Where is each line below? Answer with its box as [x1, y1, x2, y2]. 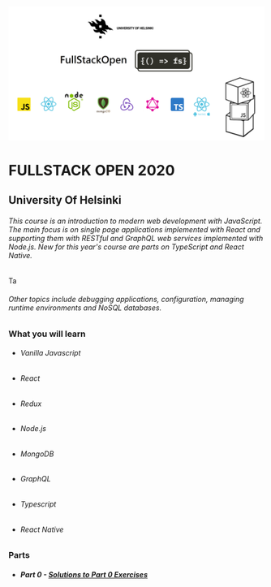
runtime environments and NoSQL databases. [8, 303, 162, 313]
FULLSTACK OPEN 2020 [8, 162, 175, 179]
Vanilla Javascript [19, 348, 81, 358]
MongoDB [19, 449, 54, 459]
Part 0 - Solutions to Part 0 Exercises [19, 569, 148, 579]
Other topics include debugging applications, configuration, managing [8, 295, 244, 304]
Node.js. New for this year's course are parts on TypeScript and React [8, 242, 245, 252]
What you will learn [8, 328, 87, 339]
